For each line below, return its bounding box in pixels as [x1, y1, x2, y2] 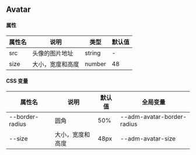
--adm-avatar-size [120, 134, 176, 142]
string [85, 49, 101, 57]
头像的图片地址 [32, 49, 74, 57]
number [85, 59, 107, 68]
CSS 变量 [6, 77, 29, 84]
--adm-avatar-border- [120, 112, 187, 121]
